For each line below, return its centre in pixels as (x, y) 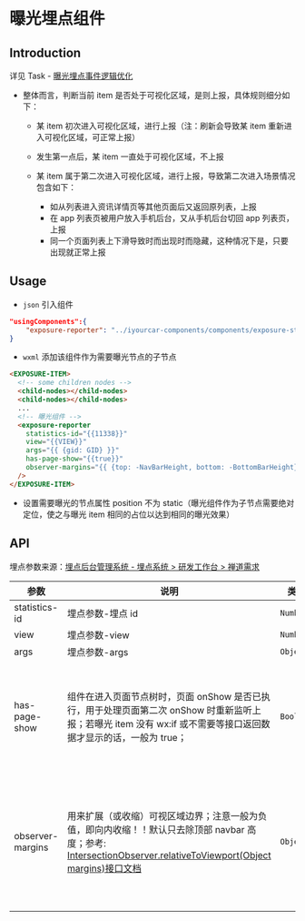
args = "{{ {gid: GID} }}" (73, 450)
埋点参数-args (98, 652)
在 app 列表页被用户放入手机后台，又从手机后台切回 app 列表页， (172, 218)
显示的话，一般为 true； (136, 737)
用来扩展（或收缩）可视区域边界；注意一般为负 (167, 815)
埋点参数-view (98, 635)
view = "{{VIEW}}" (57, 442)
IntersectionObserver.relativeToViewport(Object (169, 855)
